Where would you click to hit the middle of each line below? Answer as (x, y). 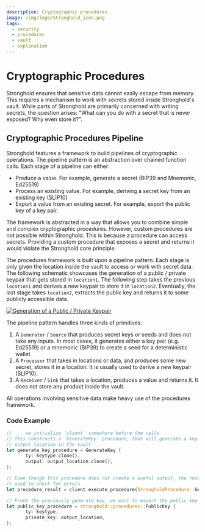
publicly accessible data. (38, 299)
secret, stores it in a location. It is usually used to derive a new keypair (103, 366)
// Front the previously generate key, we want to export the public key (102, 501)
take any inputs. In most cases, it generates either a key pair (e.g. (97, 341)
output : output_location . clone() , (69, 462)
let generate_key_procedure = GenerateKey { (64, 450)
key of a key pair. (37, 210)
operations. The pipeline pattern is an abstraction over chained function (96, 159)
